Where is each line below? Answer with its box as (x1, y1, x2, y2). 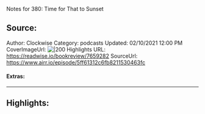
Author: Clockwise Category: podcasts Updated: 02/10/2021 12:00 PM (6, 39, 183, 47)
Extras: (6, 73, 26, 80)
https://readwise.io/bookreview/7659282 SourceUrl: (6, 52, 138, 59)
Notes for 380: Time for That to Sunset (6, 6, 104, 12)
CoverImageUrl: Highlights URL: (6, 45, 106, 53)
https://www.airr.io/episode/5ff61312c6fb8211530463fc (6, 58, 145, 66)
